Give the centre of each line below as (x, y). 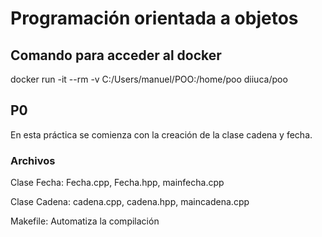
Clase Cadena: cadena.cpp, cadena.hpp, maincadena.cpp (130, 202)
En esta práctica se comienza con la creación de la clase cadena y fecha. (161, 134)
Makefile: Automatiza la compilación (85, 221)
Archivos (33, 160)
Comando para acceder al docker (116, 55)
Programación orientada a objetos (154, 18)
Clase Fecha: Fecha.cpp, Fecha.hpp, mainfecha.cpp (117, 183)
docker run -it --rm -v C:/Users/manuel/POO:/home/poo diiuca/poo (149, 79)
